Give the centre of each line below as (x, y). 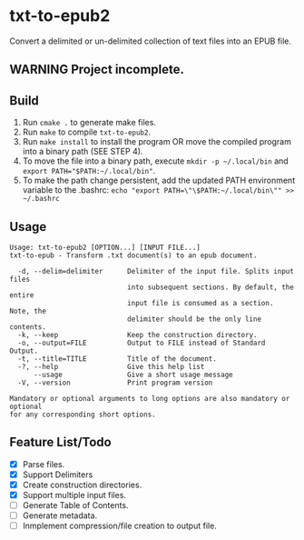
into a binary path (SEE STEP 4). (83, 152)
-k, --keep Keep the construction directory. (137, 335)
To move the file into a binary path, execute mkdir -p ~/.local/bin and (155, 161)
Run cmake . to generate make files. (89, 123)
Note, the (28, 311)
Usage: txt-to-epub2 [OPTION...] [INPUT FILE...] (105, 247)
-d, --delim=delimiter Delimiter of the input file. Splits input (156, 271)
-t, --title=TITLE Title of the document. (118, 359)
